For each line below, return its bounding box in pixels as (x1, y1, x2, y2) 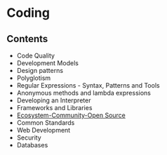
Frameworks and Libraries (16, 104, 93, 112)
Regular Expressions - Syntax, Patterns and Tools (16, 81, 160, 89)
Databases (16, 141, 48, 149)
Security (16, 133, 41, 142)
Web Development (16, 126, 71, 134)
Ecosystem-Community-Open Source (16, 111, 126, 119)
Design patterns (16, 67, 64, 74)
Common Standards (16, 119, 75, 127)
